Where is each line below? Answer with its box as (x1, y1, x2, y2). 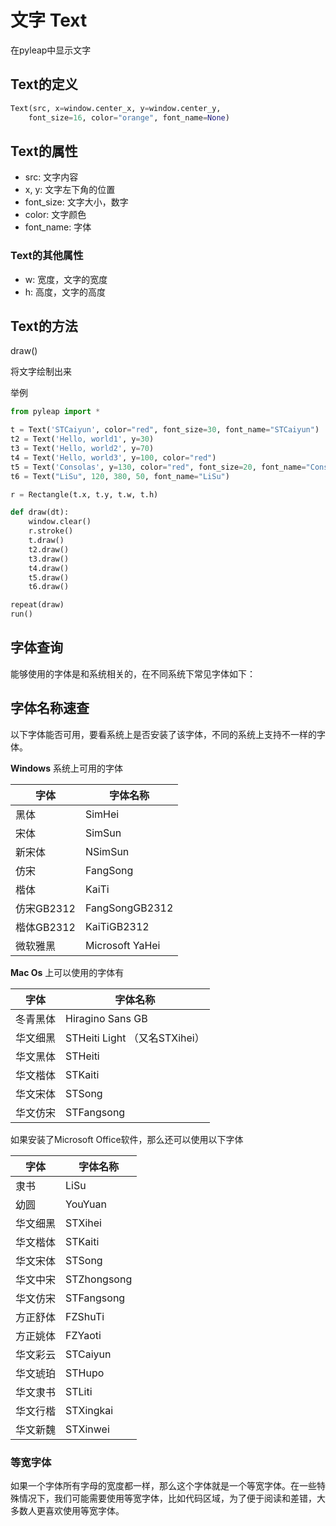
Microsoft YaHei (84, 938, 161, 952)
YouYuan (65, 1197, 107, 1211)
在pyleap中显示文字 (10, 44, 92, 56)
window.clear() (28, 517, 92, 527)
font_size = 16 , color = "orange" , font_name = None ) (28, 112, 230, 123)
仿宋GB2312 (15, 901, 76, 915)
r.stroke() (28, 526, 74, 536)
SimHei (84, 807, 120, 821)
